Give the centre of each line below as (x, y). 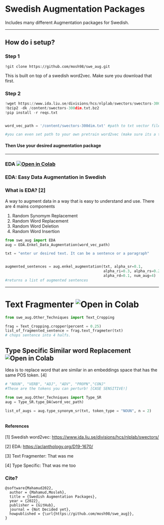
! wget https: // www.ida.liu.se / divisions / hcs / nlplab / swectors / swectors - (79, 104)
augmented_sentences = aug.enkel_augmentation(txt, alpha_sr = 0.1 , (74, 267)
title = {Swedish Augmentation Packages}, (53, 497)
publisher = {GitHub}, (32, 505)
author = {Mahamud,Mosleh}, (38, 492)
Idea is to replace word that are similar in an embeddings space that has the (81, 370)
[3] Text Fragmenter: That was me (39, 456)
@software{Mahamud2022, (29, 488)
